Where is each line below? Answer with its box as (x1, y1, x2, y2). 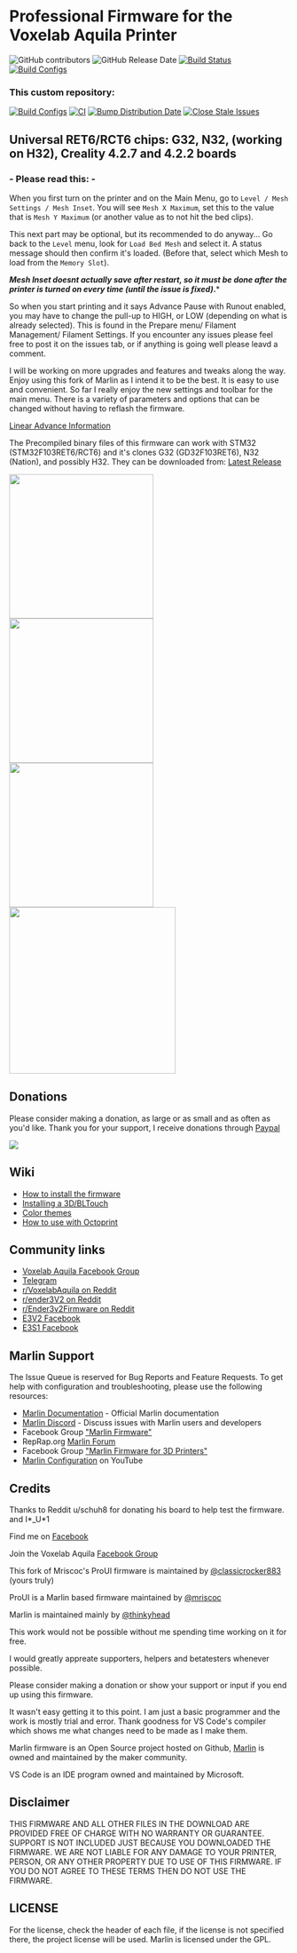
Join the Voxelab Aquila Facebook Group (9, 1548, 158, 1559)
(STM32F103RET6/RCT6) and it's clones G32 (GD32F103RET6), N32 (9, 447, 260, 457)
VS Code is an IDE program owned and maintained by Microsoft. (9, 1769, 245, 1780)
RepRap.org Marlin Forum (21, 1436, 116, 1447)
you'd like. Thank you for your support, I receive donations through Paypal (9, 1122, 281, 1133)
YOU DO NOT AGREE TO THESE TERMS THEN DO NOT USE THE (9, 1865, 246, 1876)
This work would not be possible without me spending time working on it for (9, 1626, 287, 1637)
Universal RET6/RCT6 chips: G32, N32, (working (9, 131, 283, 147)
